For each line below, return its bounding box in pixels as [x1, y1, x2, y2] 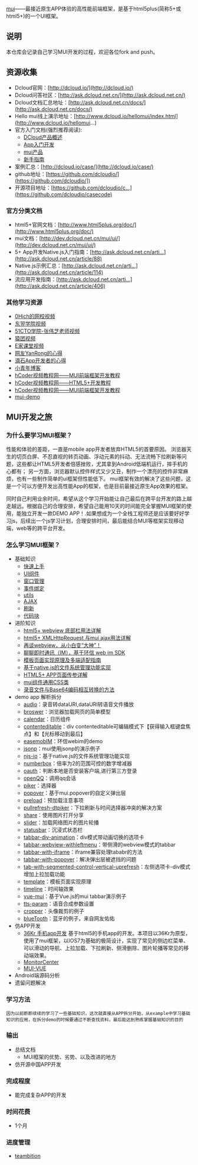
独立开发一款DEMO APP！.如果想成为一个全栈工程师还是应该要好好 [21, 510, 184, 517]
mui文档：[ [14, 235, 41, 242]
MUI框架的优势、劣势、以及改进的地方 [23, 1053, 117, 1060]
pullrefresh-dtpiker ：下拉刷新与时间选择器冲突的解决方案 [23, 804, 163, 811]
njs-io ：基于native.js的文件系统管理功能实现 [23, 753, 130, 760]
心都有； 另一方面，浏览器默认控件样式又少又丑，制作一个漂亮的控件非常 [6, 467, 183, 474]
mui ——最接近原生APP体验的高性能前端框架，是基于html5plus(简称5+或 [6, 5, 181, 12]
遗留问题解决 [14, 979, 46, 987]
